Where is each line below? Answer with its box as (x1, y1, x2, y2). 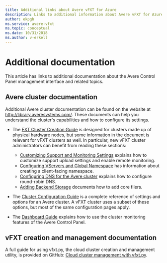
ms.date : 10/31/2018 (5, 30, 48, 35)
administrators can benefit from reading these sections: (12, 142, 127, 148)
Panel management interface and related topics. (5, 78, 103, 84)
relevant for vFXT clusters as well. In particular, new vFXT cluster (12, 137, 146, 143)
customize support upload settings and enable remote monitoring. (19, 157, 156, 163)
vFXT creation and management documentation (5, 234, 157, 242)
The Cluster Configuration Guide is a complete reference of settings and (12, 193, 161, 200)
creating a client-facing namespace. (19, 168, 94, 174)
